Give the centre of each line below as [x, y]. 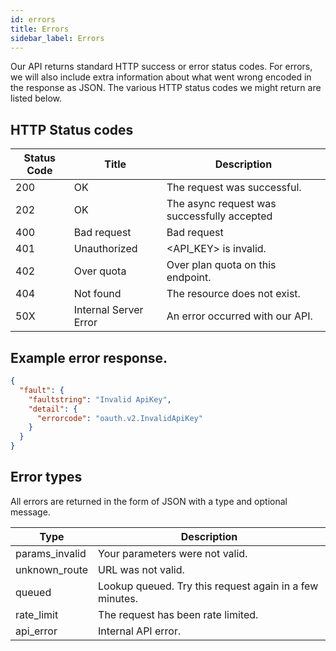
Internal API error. [140, 631]
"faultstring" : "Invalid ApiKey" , [100, 399]
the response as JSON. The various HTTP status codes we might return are [166, 88]
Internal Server [108, 310]
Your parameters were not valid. [173, 553]
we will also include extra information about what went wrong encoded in [161, 77]
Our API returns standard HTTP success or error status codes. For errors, [161, 67]
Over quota [100, 271]
